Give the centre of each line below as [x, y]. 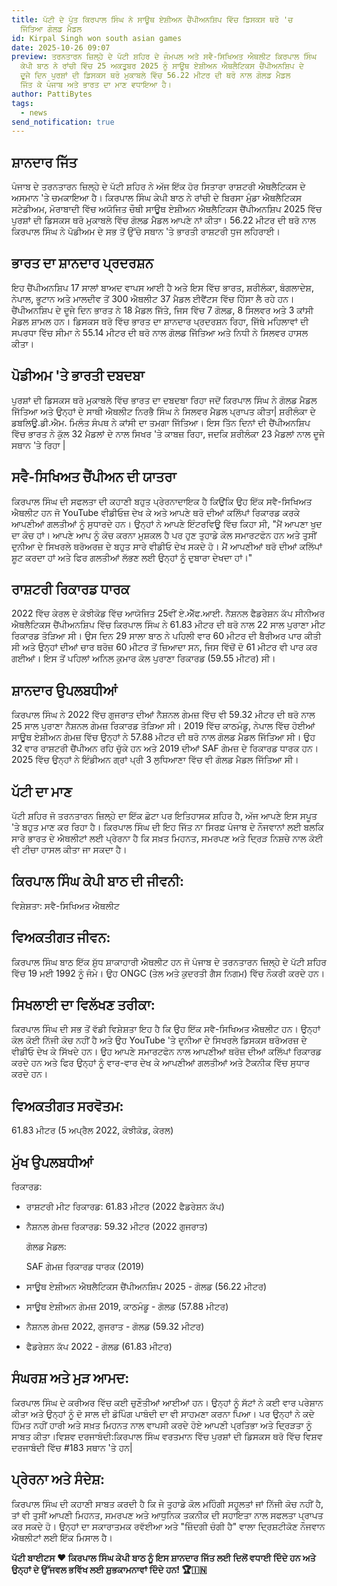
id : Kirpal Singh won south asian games [97, 38]
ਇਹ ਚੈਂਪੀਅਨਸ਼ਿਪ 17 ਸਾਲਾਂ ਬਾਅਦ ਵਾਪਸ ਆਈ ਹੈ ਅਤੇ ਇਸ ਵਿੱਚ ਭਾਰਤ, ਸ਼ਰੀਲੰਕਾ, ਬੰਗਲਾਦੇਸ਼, [162, 287]
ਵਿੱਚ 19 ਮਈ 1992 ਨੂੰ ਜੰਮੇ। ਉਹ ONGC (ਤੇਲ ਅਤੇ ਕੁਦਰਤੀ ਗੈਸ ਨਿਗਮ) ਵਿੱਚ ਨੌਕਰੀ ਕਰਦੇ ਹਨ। [168, 973]
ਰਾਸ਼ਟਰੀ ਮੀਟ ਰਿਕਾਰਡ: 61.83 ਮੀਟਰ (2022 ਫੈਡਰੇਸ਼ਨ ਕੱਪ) [125, 1206]
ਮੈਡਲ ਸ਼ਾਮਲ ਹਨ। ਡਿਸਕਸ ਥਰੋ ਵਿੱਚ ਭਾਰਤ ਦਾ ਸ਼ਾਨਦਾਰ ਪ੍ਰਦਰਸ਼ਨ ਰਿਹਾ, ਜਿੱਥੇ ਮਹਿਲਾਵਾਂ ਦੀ [160, 321]
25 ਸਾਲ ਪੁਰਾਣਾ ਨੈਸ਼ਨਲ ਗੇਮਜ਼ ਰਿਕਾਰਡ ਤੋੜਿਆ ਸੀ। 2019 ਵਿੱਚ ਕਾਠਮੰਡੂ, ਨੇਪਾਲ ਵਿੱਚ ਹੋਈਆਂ [163, 726]
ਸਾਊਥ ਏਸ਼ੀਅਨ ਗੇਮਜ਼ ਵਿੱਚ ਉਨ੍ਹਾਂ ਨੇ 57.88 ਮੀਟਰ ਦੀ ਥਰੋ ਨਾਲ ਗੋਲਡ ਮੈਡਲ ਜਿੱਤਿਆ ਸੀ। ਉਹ [163, 737]
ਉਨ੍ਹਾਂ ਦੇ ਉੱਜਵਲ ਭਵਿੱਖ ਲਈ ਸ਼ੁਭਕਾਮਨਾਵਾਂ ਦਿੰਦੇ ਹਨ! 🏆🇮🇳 [109, 1569]
